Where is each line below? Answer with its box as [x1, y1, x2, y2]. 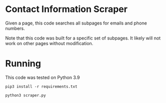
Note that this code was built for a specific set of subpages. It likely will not [5, 35, 161, 41]
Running [5, 58, 41, 69]
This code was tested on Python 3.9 [5, 74, 80, 80]
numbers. [5, 25, 25, 31]
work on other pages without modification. [5, 40, 94, 46]
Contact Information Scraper [5, 3, 128, 15]
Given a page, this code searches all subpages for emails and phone [5, 20, 147, 26]
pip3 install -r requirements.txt [5, 84, 78, 89]
